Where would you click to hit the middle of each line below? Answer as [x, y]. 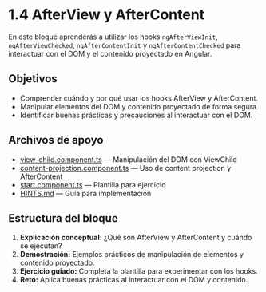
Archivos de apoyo [56, 140]
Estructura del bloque [63, 218]
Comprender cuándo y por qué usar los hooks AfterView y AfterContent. [139, 98]
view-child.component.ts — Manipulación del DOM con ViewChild [128, 159]
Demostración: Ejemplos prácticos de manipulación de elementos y [132, 255]
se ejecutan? [41, 246]
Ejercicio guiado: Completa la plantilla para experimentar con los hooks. [139, 271]
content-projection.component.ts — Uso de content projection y [125, 168]
